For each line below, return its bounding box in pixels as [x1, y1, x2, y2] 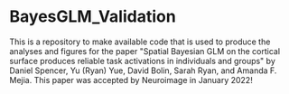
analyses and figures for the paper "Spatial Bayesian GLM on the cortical [9, 45, 281, 56]
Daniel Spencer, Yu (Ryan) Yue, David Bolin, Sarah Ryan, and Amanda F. [9, 65, 277, 76]
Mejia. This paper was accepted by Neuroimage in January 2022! [9, 74, 253, 85]
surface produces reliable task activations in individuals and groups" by [9, 55, 275, 66]
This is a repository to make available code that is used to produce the [9, 36, 271, 47]
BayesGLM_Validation [9, 6, 176, 27]
